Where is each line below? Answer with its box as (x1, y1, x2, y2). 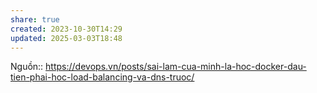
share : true (10, 14, 60, 25)
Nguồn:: (10, 61, 44, 73)
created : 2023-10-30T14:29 (10, 24, 123, 34)
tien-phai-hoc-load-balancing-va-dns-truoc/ (10, 71, 195, 83)
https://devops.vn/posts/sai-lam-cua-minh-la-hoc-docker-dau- (45, 61, 307, 73)
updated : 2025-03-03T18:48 (10, 33, 123, 43)
